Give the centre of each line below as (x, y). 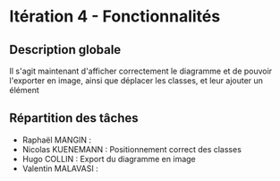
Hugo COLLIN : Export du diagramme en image (109, 159)
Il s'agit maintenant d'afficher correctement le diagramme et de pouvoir (141, 71)
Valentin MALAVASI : (60, 168)
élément (24, 90)
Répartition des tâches (74, 118)
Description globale (65, 50)
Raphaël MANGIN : (57, 140)
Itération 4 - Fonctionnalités (115, 17)
